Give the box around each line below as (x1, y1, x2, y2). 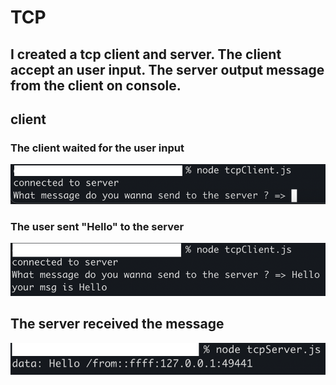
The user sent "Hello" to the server (10, 219, 185, 233)
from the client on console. (10, 77, 182, 94)
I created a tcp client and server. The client (10, 46, 282, 63)
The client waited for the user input (10, 141, 185, 155)
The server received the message (10, 316, 225, 333)
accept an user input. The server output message (10, 61, 325, 78)
